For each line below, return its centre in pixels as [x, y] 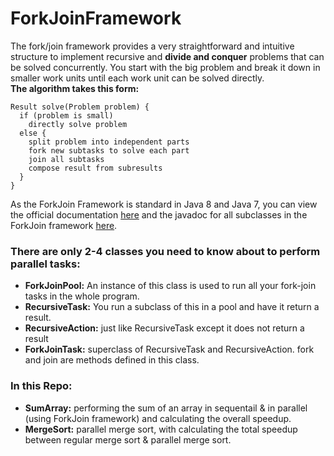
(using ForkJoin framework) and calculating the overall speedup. [158, 418]
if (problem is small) [66, 115]
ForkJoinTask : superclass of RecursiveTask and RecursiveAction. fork [169, 349]
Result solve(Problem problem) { [80, 107]
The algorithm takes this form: [75, 88]
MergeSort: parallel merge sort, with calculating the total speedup [161, 429]
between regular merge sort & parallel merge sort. [128, 439]
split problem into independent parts [109, 142]
